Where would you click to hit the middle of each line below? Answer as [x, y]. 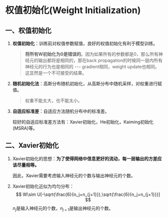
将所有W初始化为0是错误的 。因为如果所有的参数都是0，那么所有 [92, 54]
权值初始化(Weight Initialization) [73, 10]
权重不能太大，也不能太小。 [54, 100]
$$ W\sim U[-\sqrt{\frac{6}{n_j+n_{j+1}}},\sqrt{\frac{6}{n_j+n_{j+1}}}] [88, 194]
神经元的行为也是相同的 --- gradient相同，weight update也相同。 [92, 67]
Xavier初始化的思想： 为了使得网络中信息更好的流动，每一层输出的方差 [85, 158]
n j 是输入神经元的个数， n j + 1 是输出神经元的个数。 [63, 209]
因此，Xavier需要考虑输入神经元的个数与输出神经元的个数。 [74, 175]
